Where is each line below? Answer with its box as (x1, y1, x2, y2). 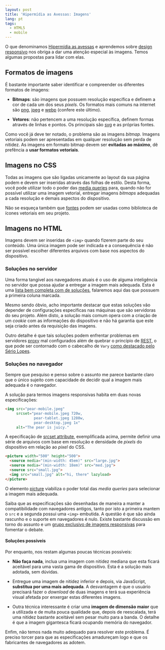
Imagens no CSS (5, 161, 57, 170)
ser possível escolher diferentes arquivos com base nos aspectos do (5, 248, 145, 254)
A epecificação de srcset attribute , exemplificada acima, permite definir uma (5, 433, 161, 439)
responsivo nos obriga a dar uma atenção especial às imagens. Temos (5, 49, 148, 55)
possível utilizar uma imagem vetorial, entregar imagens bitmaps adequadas (5, 190, 160, 196)
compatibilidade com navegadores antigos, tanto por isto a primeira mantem (5, 506, 160, 511)
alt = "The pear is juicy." (16, 425, 69, 430)
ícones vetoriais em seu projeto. (5, 210, 70, 216)
